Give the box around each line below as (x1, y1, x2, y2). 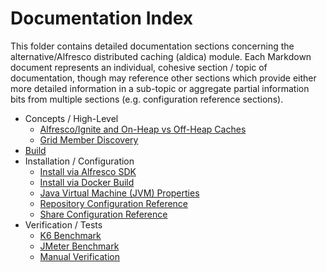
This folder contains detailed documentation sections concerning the (10, 40, 295, 52)
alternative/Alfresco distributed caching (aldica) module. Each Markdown (10, 50, 312, 62)
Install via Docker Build (39, 176, 135, 188)
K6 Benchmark (39, 229, 102, 241)
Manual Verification (39, 250, 120, 262)
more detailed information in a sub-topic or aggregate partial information (10, 82, 310, 94)
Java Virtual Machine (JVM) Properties (39, 187, 200, 199)
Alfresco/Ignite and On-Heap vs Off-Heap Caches (39, 123, 247, 135)
